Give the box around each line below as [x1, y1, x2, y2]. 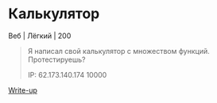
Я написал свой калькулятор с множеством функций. [27, 46, 210, 55]
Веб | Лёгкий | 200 [8, 31, 72, 40]
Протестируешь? [27, 55, 86, 64]
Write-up [8, 85, 38, 95]
